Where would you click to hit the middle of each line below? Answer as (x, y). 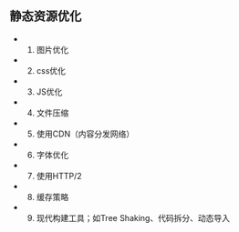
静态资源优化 (46, 16)
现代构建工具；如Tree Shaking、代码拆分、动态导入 (133, 217)
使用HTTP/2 (59, 176)
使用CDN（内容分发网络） (85, 134)
